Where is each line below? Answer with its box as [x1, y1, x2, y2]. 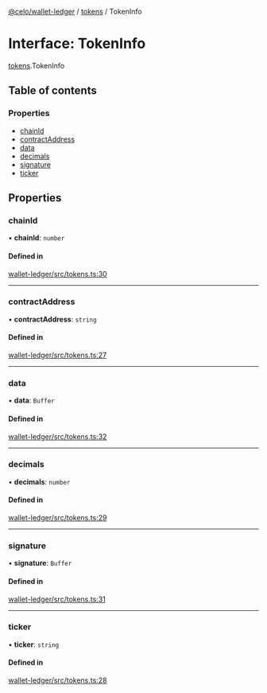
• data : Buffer [8, 395, 56, 405]
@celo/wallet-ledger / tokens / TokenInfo [8, 7, 142, 16]
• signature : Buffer [8, 559, 72, 568]
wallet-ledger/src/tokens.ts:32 [8, 431, 107, 441]
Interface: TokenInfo [8, 35, 146, 53]
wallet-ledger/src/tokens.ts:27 [8, 350, 107, 360]
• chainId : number [8, 233, 65, 243]
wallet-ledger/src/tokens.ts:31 [8, 594, 106, 604]
